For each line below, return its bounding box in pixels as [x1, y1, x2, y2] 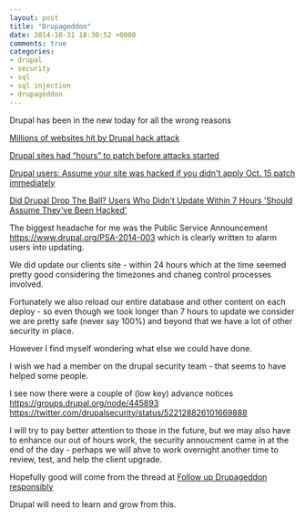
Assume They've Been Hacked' [9, 204, 127, 215]
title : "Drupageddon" [9, 22, 92, 31]
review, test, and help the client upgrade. [9, 453, 163, 464]
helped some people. [9, 370, 89, 381]
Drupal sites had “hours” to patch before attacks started [9, 149, 220, 160]
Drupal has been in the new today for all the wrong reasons [9, 115, 232, 126]
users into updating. [9, 241, 85, 252]
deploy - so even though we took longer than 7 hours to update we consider [9, 306, 295, 317]
